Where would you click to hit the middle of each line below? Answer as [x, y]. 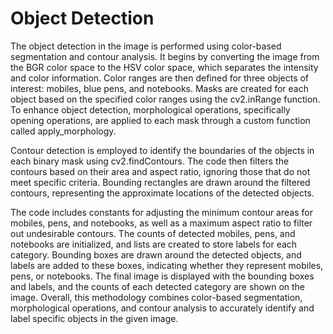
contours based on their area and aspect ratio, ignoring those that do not [160, 171]
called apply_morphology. [63, 131]
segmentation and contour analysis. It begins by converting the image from [165, 56]
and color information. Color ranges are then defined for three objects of [160, 78]
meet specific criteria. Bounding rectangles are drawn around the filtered [160, 182]
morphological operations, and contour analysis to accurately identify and [162, 308]
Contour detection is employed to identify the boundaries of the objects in [162, 150]
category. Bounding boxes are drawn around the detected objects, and [156, 254]
